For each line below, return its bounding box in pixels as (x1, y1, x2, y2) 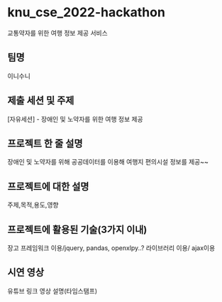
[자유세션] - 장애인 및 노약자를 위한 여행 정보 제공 (7, 114, 143, 123)
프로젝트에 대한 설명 (7, 180, 89, 193)
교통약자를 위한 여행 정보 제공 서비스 (7, 28, 108, 37)
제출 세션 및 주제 (7, 95, 74, 107)
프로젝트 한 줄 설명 (7, 137, 83, 149)
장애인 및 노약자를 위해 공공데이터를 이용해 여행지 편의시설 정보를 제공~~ (7, 158, 209, 166)
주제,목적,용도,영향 (7, 200, 59, 210)
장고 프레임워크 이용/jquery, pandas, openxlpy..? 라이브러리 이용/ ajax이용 (7, 244, 216, 252)
